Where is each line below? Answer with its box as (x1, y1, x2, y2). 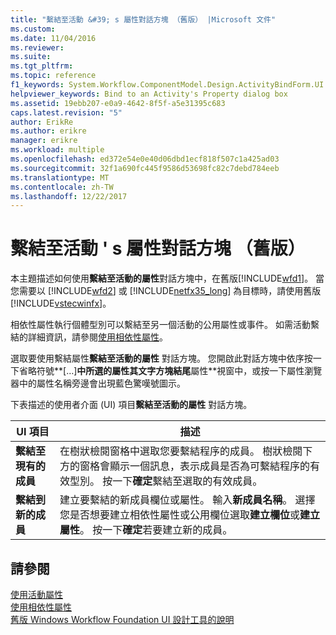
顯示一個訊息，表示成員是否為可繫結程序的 (109, 459, 310, 473)
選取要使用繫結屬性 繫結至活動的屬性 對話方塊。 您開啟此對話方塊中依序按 (10, 352, 313, 365)
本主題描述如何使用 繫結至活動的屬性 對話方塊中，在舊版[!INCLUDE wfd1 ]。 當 (10, 272, 325, 285)
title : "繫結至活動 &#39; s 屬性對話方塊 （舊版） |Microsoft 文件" (10, 14, 277, 25)
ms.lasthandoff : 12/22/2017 (10, 191, 128, 201)
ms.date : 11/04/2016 (10, 33, 97, 43)
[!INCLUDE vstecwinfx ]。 (10, 297, 112, 310)
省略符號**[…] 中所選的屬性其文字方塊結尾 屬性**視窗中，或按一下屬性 (18, 365, 305, 377)
